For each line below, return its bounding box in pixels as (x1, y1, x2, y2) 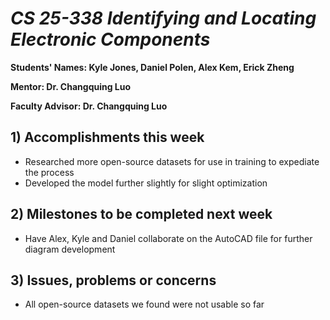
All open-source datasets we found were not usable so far (24, 298, 265, 311)
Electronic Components (10, 28, 211, 51)
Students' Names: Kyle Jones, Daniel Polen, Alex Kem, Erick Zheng (10, 61, 295, 73)
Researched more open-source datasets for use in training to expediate (24, 155, 320, 167)
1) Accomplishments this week (10, 129, 205, 146)
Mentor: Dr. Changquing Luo (10, 80, 132, 92)
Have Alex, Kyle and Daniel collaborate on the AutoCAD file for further (24, 232, 313, 244)
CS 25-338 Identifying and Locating (10, 7, 317, 30)
